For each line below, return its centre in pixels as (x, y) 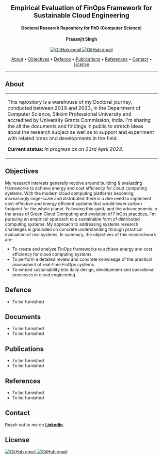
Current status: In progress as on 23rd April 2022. (65, 149)
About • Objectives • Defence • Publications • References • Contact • (81, 59)
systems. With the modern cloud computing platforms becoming (69, 193)
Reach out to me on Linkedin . (35, 425)
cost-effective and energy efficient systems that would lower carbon (73, 204)
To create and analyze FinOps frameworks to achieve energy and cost (82, 249)
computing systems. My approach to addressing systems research (72, 224)
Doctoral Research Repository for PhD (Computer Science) (81, 28)
